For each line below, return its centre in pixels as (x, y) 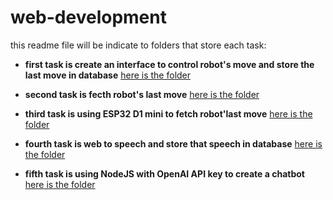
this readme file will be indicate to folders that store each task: (138, 45)
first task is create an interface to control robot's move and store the (169, 64)
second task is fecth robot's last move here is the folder (142, 94)
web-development (88, 17)
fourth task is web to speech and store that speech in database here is (173, 143)
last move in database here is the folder (108, 75)
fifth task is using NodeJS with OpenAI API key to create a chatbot (164, 173)
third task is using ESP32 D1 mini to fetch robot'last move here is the (168, 113)
